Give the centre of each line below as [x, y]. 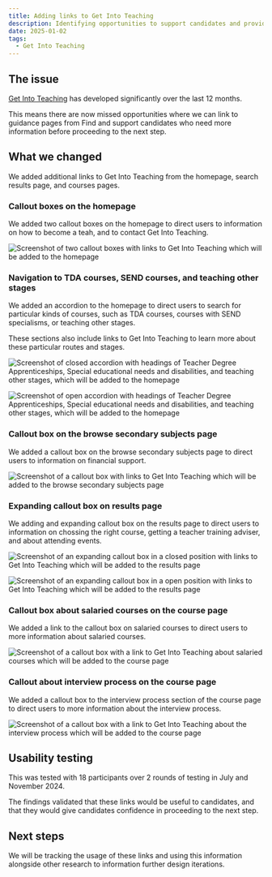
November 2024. [36, 786]
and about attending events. [55, 540]
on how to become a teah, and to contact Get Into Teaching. [108, 233]
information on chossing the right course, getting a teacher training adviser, [134, 531]
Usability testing [51, 758]
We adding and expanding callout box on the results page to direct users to [134, 523]
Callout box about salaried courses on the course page [118, 610]
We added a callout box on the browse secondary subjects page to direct [131, 452]
